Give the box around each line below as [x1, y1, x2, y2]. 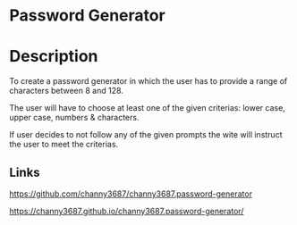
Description [9, 46, 98, 67]
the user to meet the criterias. [9, 139, 119, 150]
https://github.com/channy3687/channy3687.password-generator [9, 188, 253, 199]
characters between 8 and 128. [9, 86, 123, 96]
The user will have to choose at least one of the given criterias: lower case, [9, 103, 286, 113]
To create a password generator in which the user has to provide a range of [9, 76, 288, 87]
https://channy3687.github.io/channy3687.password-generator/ [9, 205, 244, 216]
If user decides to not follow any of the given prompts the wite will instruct [9, 129, 283, 140]
